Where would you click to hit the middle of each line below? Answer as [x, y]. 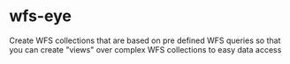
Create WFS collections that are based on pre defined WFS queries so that [145, 40]
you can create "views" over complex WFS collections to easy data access [145, 49]
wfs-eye [41, 16]
